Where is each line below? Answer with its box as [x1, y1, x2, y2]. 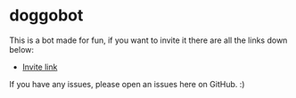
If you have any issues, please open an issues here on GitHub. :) [9, 78, 245, 89]
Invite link [21, 61, 58, 72]
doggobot [9, 5, 84, 26]
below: [9, 44, 34, 54]
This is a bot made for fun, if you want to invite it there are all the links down [9, 35, 288, 45]
